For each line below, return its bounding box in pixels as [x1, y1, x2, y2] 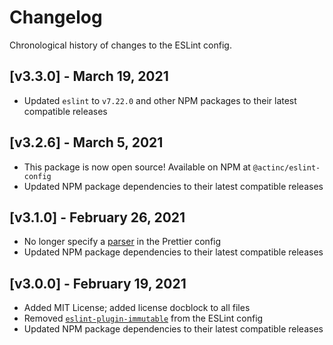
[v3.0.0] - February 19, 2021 [9, 275, 187, 292]
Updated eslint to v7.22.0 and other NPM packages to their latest [23, 94, 297, 106]
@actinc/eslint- [252, 162, 321, 173]
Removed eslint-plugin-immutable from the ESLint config [23, 312, 264, 325]
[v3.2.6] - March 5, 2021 [9, 134, 164, 151]
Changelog [9, 6, 103, 29]
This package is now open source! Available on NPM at [23, 161, 251, 173]
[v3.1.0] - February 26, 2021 [9, 209, 186, 226]
